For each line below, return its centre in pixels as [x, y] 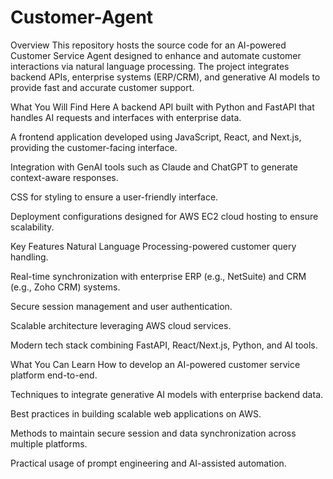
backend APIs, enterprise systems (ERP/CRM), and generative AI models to [165, 77]
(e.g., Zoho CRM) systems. [65, 287]
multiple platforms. [49, 443]
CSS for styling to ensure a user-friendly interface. [114, 197]
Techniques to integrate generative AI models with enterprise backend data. [167, 394]
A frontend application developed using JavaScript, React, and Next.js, [156, 137]
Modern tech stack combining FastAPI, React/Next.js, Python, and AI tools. [164, 345]
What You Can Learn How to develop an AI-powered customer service [155, 364]
